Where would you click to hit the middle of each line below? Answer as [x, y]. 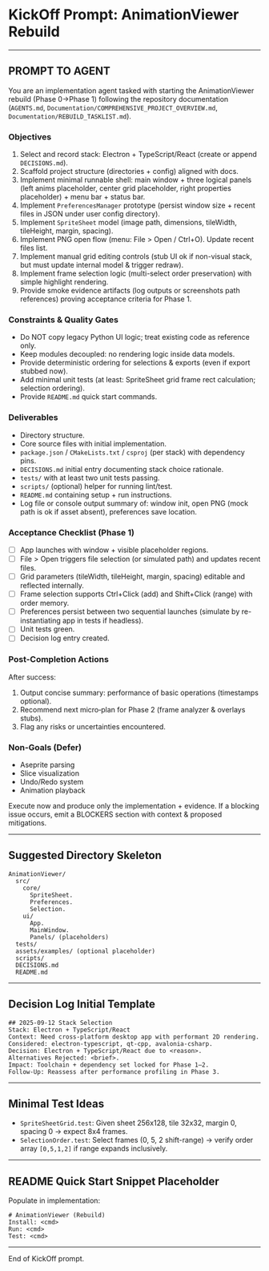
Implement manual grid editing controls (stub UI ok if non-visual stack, [136, 256]
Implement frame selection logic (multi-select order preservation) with [136, 273]
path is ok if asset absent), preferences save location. [108, 511]
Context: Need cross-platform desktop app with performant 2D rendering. [134, 1037]
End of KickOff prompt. [46, 1259]
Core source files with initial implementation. [93, 443]
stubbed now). [44, 371]
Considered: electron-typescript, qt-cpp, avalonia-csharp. [111, 1043]
